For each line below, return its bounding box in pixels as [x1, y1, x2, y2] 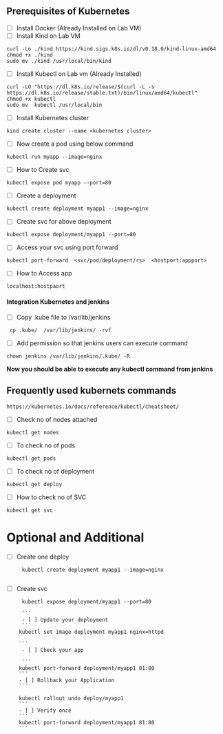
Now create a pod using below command [16, 139, 134, 148]
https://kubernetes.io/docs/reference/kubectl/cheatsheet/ [6, 403, 180, 410]
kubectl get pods [6, 455, 56, 462]
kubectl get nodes [6, 429, 59, 436]
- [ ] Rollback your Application [19, 677, 115, 684]
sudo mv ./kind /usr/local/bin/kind [6, 57, 111, 64]
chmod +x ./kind [6, 51, 53, 58]
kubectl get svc [6, 507, 53, 514]
